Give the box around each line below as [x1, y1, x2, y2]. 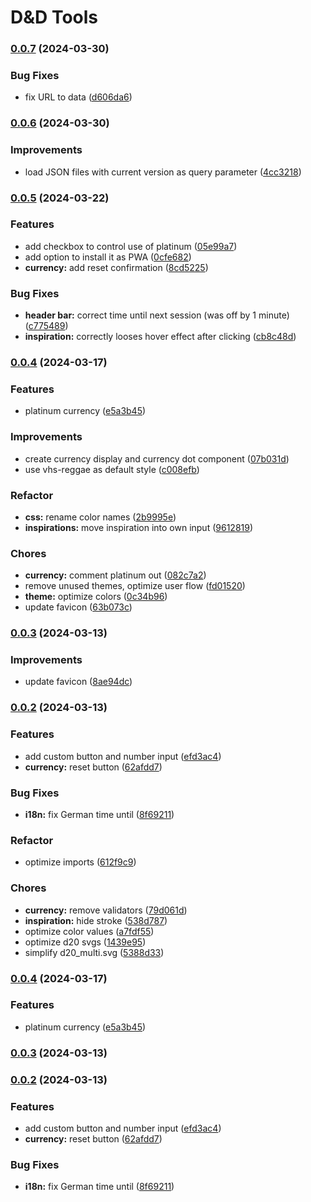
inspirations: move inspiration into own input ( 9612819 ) [24, 521, 254, 533]
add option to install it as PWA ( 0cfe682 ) [24, 251, 192, 263]
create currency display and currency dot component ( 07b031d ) [24, 452, 290, 465]
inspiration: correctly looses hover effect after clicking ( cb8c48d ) [24, 331, 297, 343]
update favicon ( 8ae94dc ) [24, 676, 133, 688]
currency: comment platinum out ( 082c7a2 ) [24, 569, 207, 581]
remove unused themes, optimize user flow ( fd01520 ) [24, 580, 246, 592]
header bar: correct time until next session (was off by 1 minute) [24, 309, 290, 321]
